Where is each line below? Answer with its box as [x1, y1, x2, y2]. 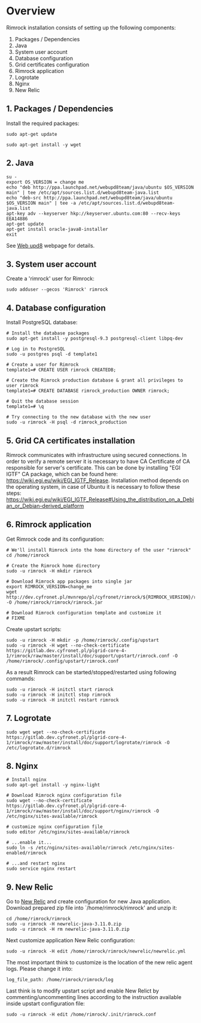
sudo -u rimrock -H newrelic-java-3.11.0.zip [6, 921, 121, 927]
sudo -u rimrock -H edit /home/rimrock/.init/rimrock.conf [6, 1012, 157, 1018]
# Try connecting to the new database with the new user [6, 414, 151, 420]
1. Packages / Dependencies [6, 103, 114, 114]
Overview [6, 4, 56, 18]
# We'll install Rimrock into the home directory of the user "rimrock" [6, 547, 191, 553]
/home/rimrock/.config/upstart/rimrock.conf [6, 658, 119, 664]
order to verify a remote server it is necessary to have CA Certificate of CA [6, 458, 190, 465]
